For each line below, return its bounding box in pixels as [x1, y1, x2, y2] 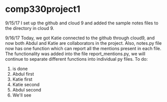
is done [12, 66, 28, 72]
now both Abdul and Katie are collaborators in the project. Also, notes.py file [5, 40, 162, 46]
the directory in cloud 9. [5, 25, 54, 31]
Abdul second [12, 87, 41, 93]
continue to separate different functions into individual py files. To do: [5, 56, 148, 62]
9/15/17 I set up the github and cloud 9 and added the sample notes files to [5, 20, 159, 26]
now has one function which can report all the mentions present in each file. [5, 45, 162, 51]
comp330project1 [5, 3, 81, 15]
